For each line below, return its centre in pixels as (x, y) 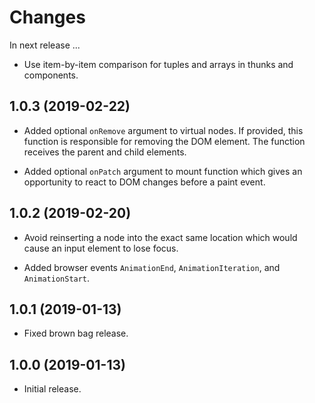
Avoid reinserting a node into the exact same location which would (160, 237)
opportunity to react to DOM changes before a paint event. (144, 182)
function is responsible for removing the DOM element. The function (164, 141)
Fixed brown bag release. (76, 333)
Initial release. (52, 389)
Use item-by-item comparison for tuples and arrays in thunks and (158, 64)
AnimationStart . (57, 278)
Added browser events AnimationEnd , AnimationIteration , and (152, 267)
